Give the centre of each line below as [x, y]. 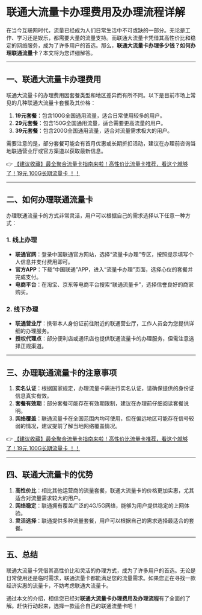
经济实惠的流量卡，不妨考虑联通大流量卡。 [59, 585]
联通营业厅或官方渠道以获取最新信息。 [59, 151]
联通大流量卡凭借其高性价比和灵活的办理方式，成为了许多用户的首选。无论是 [101, 570]
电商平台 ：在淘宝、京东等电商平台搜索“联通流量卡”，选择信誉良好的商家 [104, 284]
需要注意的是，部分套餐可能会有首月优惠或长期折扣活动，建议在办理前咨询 [98, 143]
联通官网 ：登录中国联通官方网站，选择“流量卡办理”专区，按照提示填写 [102, 254]
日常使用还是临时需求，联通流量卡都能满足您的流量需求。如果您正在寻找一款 [101, 578]
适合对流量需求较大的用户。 [49, 498]
